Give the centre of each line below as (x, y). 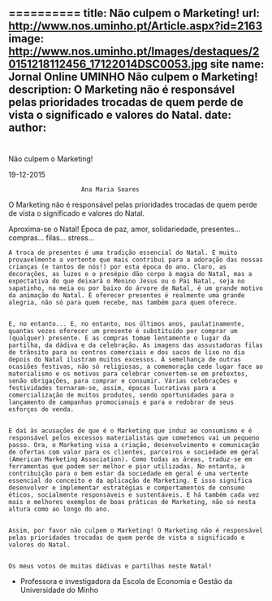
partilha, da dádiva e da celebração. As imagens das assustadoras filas (136, 345)
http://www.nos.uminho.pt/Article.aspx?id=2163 (136, 26)
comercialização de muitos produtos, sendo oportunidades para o (121, 395)
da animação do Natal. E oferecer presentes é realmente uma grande (127, 295)
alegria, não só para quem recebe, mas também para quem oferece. (123, 302)
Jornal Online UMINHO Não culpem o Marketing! (133, 77)
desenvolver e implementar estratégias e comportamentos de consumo (127, 488)
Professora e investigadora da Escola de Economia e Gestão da (126, 581)
